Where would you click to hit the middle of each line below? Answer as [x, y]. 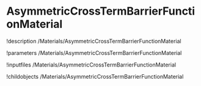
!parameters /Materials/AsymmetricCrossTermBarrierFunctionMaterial [94, 52]
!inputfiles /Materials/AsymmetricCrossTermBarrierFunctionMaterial [91, 65]
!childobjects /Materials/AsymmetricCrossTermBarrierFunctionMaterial [95, 76]
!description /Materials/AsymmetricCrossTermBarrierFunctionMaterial [94, 41]
